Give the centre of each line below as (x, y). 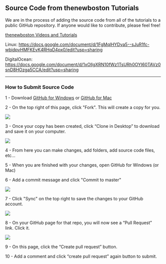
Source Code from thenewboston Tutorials (72, 8)
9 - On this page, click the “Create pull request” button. (61, 247)
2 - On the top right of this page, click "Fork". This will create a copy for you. (83, 108)
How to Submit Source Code (40, 87)
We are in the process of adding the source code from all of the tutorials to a (83, 20)
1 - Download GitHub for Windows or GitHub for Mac (59, 98)
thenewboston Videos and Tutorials (41, 35)
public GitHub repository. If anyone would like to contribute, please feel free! (83, 25)
